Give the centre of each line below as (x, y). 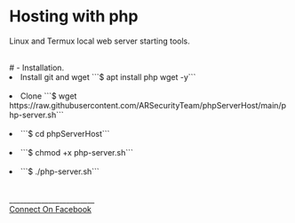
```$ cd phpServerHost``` (65, 133)
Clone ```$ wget (49, 96)
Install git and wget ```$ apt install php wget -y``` (108, 76)
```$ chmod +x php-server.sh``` (77, 152)
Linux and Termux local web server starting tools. (100, 41)
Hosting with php (74, 16)
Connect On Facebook (50, 209)
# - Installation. (37, 68)
